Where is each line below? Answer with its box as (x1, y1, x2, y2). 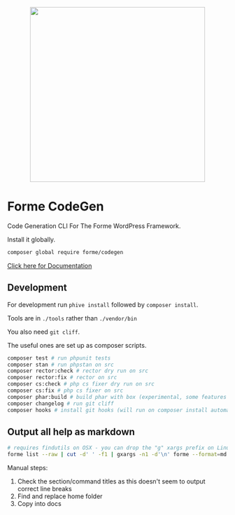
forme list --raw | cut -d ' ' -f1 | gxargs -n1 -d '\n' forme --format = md (7, 451, 227, 458)
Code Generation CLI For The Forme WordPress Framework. (7, 221, 181, 230)
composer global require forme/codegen (7, 248, 124, 255)
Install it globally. (7, 235, 56, 244)
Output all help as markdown (7, 425, 135, 437)
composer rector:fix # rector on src (7, 374, 117, 381)
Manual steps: (7, 464, 48, 472)
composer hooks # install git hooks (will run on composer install (7, 407, 208, 414)
